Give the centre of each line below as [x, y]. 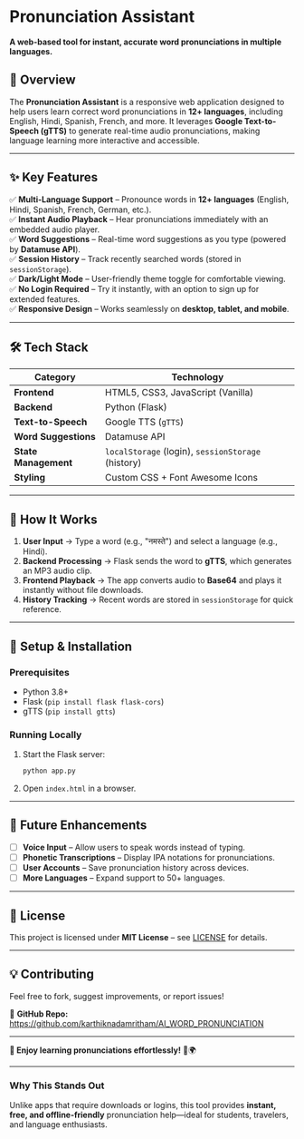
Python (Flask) [136, 407]
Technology [198, 377]
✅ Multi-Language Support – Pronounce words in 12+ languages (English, [149, 199]
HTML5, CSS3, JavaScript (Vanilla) [180, 393]
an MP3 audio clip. [57, 571]
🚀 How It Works [53, 519]
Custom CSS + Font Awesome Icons [181, 478]
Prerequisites [39, 672]
